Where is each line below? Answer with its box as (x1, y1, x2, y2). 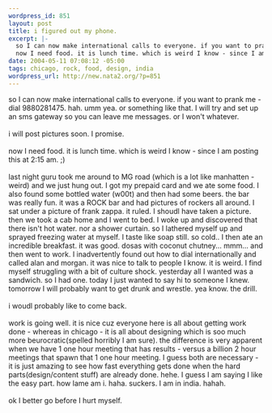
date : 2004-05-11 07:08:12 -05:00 (8, 57, 125, 66)
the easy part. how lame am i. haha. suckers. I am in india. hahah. (8, 378, 227, 388)
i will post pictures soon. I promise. (8, 129, 125, 138)
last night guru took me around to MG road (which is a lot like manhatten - (8, 172, 255, 181)
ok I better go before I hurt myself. (8, 395, 123, 405)
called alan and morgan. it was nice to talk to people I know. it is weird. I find (8, 258, 262, 267)
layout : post (8, 19, 53, 28)
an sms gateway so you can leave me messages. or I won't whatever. (8, 111, 240, 121)
